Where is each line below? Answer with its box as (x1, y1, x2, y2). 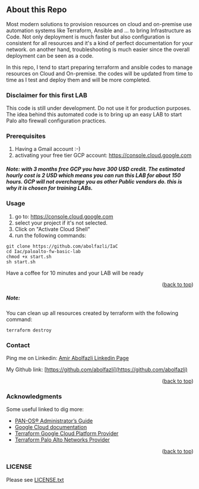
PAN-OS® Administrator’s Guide (14, 417, 93, 424)
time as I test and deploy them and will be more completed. (6, 76, 151, 83)
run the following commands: (14, 232, 87, 239)
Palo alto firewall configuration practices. (6, 117, 107, 124)
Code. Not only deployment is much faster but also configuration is (6, 33, 170, 40)
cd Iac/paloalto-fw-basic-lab (6, 248, 81, 254)
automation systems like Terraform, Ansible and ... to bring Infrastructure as (6, 27, 191, 34)
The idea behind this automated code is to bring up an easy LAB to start (6, 111, 182, 118)
